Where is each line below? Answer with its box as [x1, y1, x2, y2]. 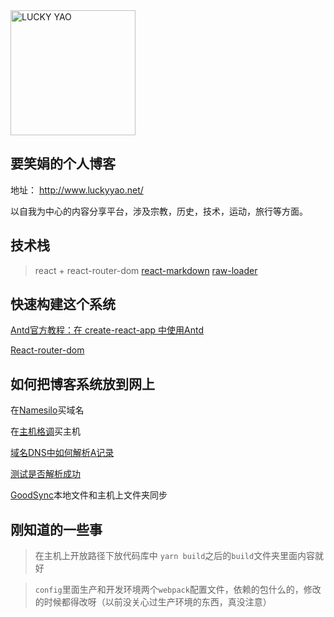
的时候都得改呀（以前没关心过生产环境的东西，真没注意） [34, 596, 272, 608]
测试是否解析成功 [10, 468, 81, 480]
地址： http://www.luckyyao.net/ [10, 184, 144, 196]
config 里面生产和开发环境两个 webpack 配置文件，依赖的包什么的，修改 [34, 584, 322, 596]
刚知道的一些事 [10, 521, 103, 538]
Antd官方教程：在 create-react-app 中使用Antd [10, 324, 204, 336]
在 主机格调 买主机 [10, 425, 81, 438]
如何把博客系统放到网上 [10, 375, 155, 393]
